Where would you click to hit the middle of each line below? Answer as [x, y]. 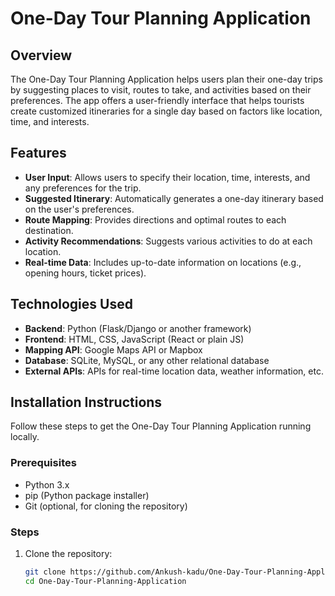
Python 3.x [47, 484]
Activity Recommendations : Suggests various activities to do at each [168, 241]
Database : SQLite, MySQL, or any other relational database [147, 360]
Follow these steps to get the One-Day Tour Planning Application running [161, 426]
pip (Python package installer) [87, 495]
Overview [41, 55]
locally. [25, 437]
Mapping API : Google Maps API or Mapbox [113, 349]
